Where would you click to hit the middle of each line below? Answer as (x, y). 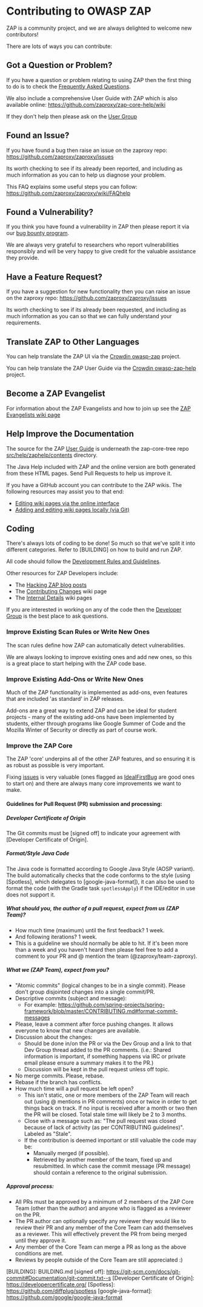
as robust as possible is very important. (55, 765)
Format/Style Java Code (38, 853)
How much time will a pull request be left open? (74, 1088)
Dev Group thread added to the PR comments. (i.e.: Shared (98, 1049)
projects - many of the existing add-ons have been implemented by (90, 717)
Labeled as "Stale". (48, 1133)
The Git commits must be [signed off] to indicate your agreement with (93, 833)
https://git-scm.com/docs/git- (143, 1271)
